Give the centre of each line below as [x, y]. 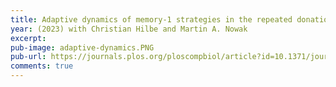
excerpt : [28, 38]
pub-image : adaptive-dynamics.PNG [82, 47]
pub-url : [28, 57]
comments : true [42, 66]
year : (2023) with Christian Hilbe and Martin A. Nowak [129, 29]
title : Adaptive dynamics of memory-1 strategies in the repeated [151, 19]
